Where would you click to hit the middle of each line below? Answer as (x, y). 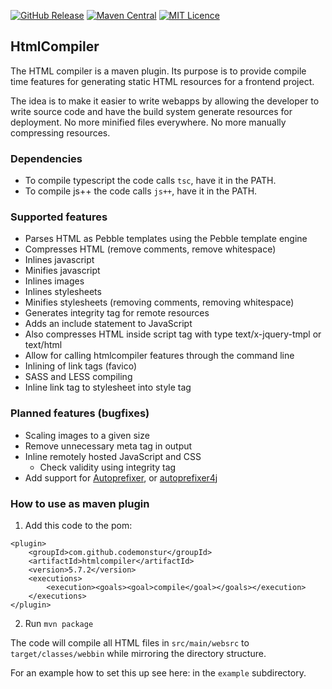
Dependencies (46, 158)
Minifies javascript (62, 271)
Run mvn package (59, 623)
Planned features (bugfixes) (80, 413)
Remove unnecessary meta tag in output (108, 446)
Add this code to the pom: (78, 525)
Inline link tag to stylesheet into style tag (108, 387)
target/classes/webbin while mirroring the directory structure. (138, 653)
